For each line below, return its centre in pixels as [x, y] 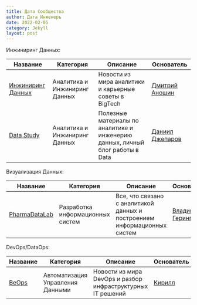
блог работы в [118, 150]
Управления [60, 283]
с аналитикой [135, 204]
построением [135, 218]
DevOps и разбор [118, 279]
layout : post [22, 33]
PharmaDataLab [31, 215]
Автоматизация [65, 275]
